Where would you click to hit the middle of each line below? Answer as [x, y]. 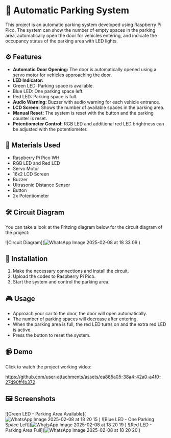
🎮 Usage [20, 299]
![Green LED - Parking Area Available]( [46, 413]
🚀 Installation [27, 259]
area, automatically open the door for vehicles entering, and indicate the [81, 35]
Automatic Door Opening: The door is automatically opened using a [84, 69]
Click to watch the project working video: [48, 367]
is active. [22, 330]
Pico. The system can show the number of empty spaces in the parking [80, 30]
